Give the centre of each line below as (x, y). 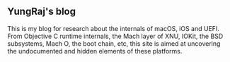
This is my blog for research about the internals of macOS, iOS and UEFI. (113, 28)
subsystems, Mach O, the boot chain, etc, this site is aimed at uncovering (114, 43)
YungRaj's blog (42, 12)
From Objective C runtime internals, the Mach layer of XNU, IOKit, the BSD (115, 36)
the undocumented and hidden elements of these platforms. (95, 51)
